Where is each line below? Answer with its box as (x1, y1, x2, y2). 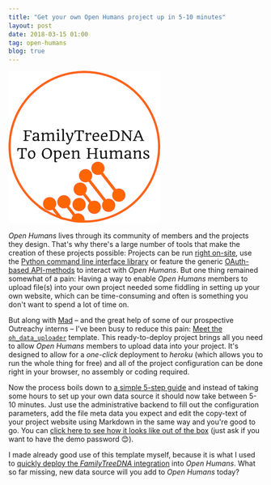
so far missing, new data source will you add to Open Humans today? (8, 467, 240, 477)
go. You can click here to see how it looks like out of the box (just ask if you (8, 426, 260, 436)
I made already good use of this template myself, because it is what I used (8, 450, 256, 460)
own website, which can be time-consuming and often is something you (8, 291, 248, 301)
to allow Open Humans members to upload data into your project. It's (8, 341, 239, 351)
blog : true (8, 47, 45, 56)
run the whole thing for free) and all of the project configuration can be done (8, 359, 264, 368)
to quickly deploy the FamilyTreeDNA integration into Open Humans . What (8, 458, 256, 469)
